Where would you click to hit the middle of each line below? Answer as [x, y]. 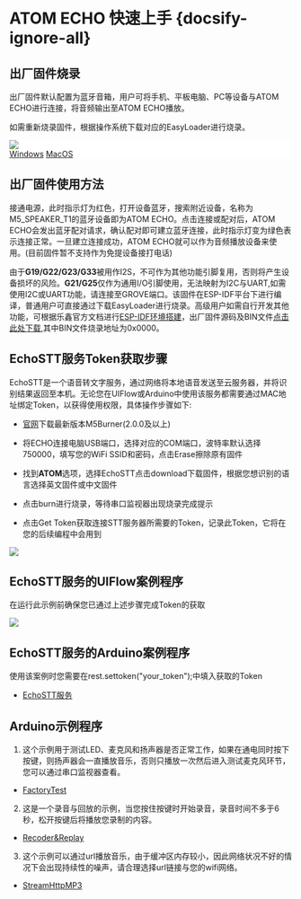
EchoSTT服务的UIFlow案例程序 [97, 582]
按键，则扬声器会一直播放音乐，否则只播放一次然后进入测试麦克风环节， [156, 761]
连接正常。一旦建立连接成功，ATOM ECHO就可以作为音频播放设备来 [143, 241]
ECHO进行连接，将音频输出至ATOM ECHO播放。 [99, 108]
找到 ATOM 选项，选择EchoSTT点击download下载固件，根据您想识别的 [152, 473]
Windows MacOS [41, 154]
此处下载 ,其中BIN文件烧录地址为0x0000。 [87, 328]
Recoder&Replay [53, 838]
